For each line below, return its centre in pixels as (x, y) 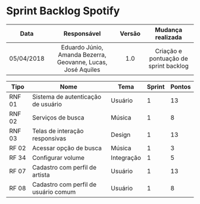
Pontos (181, 86)
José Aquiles (82, 70)
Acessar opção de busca (67, 148)
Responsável (82, 33)
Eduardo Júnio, (82, 47)
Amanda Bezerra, (82, 55)
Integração (126, 158)
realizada (169, 37)
